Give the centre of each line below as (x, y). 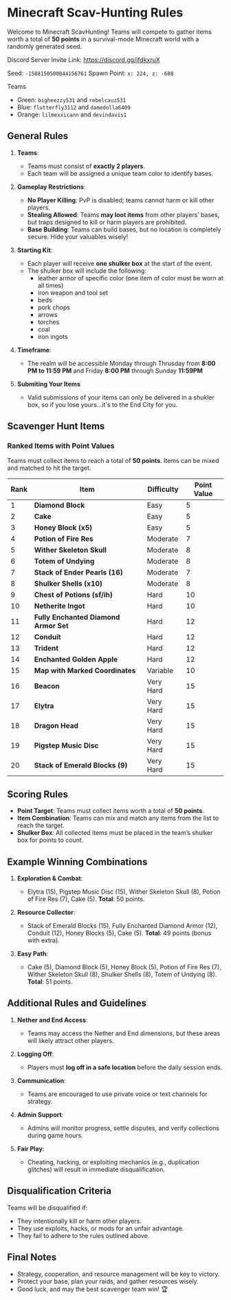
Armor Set (51, 626)
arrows (47, 314)
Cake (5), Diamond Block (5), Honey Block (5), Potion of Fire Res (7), (124, 967)
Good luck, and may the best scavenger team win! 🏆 (92, 1289)
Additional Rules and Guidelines (77, 1003)
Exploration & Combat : (50, 878)
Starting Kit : (35, 250)
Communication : (42, 1080)
